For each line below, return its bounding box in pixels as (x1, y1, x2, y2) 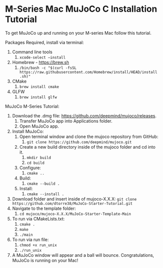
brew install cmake (19, 84, 60, 89)
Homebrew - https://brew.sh (12, 59, 69, 65)
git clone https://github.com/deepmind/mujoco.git (26, 139, 132, 145)
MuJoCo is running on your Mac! (12, 257, 79, 263)
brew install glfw (19, 94, 57, 100)
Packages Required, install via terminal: (5, 39, 84, 45)
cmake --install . (26, 192, 64, 197)
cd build (26, 160, 45, 165)
